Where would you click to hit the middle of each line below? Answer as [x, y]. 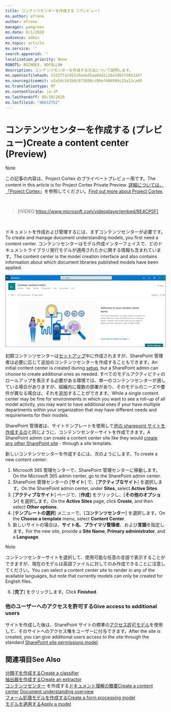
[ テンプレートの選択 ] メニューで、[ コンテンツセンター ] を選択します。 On [89, 513]
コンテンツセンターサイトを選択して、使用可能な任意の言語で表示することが [85, 557]
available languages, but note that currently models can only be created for [84, 576]
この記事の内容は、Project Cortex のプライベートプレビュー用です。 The [81, 178]
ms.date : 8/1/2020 [25, 32]
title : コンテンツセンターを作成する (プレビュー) [53, 11]
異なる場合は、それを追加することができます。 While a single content [86, 393]
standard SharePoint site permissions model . [52, 642]
